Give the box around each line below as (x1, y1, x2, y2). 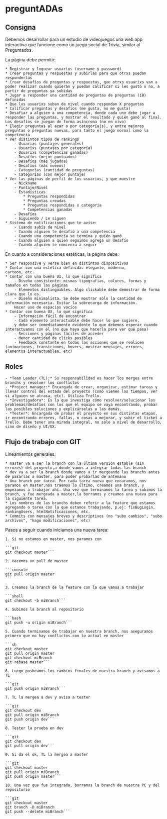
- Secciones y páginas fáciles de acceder (14, 331, 104, 336)
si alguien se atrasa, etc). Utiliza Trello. (5, 393, 101, 398)
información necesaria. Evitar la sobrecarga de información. (5, 300, 137, 305)
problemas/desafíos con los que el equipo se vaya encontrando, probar (5, 402, 157, 407)
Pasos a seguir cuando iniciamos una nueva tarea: (5, 527, 109, 533)
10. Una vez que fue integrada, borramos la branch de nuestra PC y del (5, 782, 160, 788)
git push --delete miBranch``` (5, 809, 70, 814)
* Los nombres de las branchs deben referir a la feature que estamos (5, 500, 155, 505)
